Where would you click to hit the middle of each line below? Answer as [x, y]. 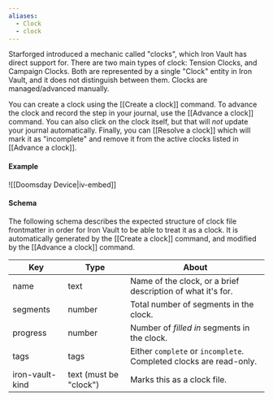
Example [24, 166]
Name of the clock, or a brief [184, 281]
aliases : [23, 16]
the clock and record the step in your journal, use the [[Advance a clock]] [131, 113]
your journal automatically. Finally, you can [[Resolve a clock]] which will [130, 130]
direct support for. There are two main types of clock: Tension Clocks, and [133, 63]
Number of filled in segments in [190, 328]
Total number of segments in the [192, 304]
